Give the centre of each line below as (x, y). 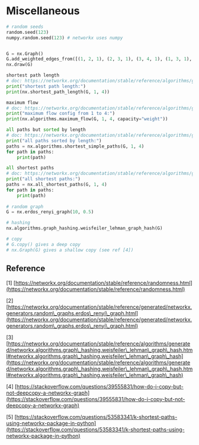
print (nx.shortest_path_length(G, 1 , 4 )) (58, 92)
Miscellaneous (43, 11)
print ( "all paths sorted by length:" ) (54, 140)
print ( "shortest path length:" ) (46, 86)
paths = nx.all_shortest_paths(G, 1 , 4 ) (57, 185)
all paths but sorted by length (46, 130)
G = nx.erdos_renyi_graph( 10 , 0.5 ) (50, 212)
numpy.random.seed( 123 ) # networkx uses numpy (65, 38)
